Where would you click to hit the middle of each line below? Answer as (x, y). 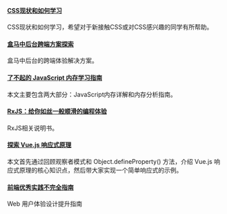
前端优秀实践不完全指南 (40, 187)
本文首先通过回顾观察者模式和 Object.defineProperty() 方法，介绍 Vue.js (110, 162)
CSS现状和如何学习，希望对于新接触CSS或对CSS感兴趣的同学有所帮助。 (110, 27)
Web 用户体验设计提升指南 (45, 204)
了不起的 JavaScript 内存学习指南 (55, 78)
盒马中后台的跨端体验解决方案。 (52, 61)
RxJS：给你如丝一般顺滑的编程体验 (57, 111)
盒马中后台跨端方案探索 (40, 44)
